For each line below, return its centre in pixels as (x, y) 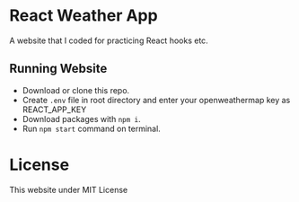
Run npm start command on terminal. (92, 128)
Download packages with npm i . (81, 119)
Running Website (58, 69)
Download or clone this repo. (76, 90)
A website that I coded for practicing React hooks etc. (109, 40)
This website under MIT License (69, 189)
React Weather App (84, 16)
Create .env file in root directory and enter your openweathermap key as (156, 100)
